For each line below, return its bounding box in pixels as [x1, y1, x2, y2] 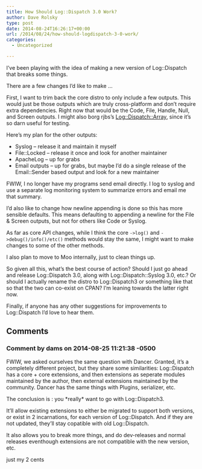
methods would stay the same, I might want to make [64, 235, 194, 243]
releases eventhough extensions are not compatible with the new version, [6, 438, 190, 445]
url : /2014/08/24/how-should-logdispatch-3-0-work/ [6, 31, 139, 37]
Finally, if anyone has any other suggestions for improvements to [6, 302, 167, 309]
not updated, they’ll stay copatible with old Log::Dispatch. [6, 420, 150, 427]
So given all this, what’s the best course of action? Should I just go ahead [6, 265, 188, 272]
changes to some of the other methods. [6, 241, 105, 249]
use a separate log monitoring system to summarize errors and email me [6, 186, 186, 193]
